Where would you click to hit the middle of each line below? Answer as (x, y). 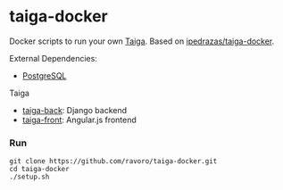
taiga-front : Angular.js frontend (79, 120)
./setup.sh (29, 177)
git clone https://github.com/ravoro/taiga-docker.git (113, 161)
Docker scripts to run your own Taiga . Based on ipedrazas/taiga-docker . (142, 41)
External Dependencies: (54, 58)
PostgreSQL (44, 75)
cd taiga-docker (39, 169)
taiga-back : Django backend (75, 110)
